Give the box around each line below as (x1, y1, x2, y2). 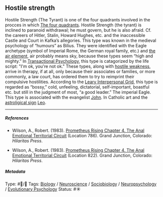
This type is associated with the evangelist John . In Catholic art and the (5, 94, 148, 100)
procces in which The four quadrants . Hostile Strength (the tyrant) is (5, 22, 142, 28)
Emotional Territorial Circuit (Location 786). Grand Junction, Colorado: (12, 132, 152, 138)
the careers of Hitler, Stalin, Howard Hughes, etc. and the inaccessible (5, 32, 146, 38)
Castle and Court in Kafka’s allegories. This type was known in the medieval (5, 37, 157, 43)
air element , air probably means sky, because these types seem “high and (5, 53, 153, 59)
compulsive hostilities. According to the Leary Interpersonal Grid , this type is (5, 79, 158, 85)
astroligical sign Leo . (5, 99, 47, 105)
